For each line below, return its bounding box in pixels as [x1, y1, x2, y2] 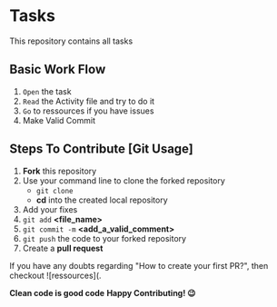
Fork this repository [22, 165, 97, 176]
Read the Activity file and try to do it [22, 95, 155, 106]
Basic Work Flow [9, 62, 106, 77]
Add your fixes [22, 203, 78, 214]
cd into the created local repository [35, 194, 168, 205]
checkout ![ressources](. [9, 270, 102, 281]
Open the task [22, 85, 72, 96]
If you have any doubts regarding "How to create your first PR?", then [9, 260, 269, 271]
